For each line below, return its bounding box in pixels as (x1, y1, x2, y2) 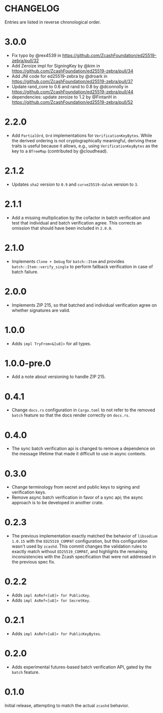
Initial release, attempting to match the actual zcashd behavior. (4, 702, 129, 708)
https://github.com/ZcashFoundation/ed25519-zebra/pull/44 (11, 89, 134, 94)
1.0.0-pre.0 (4, 357, 51, 369)
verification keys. (11, 490, 47, 495)
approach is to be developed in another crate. (11, 500, 103, 506)
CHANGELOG (4, 3, 60, 14)
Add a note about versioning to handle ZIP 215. (11, 374, 106, 379)
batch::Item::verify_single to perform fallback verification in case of (11, 264, 153, 269)
